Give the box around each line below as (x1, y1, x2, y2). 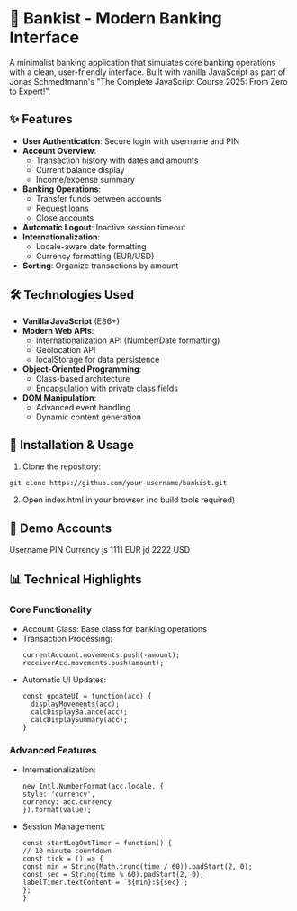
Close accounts (35, 212, 94, 223)
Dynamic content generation (35, 411, 142, 422)
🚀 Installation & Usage (9, 437, 135, 453)
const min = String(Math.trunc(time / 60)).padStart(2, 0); (22, 862, 253, 871)
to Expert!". (9, 86, 51, 96)
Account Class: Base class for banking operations (22, 623, 207, 634)
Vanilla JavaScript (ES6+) (22, 315, 120, 327)
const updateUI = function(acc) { (22, 691, 152, 700)
